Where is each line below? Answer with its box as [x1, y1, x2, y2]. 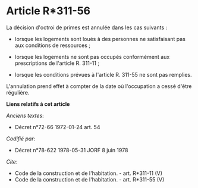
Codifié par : [6, 135, 36, 142]
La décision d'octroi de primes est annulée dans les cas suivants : [6, 24, 168, 31]
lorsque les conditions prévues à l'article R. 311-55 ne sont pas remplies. [14, 71, 192, 78]
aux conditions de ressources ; [14, 42, 91, 49]
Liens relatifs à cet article [6, 100, 70, 108]
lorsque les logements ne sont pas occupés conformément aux [14, 53, 170, 60]
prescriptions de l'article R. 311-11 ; [14, 59, 100, 67]
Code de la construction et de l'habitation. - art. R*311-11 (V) [14, 170, 162, 177]
